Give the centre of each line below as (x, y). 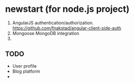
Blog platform (26, 71)
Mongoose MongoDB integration (46, 33)
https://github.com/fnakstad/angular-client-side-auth (67, 28)
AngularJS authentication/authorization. (53, 23)
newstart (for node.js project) (67, 9)
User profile (25, 66)
